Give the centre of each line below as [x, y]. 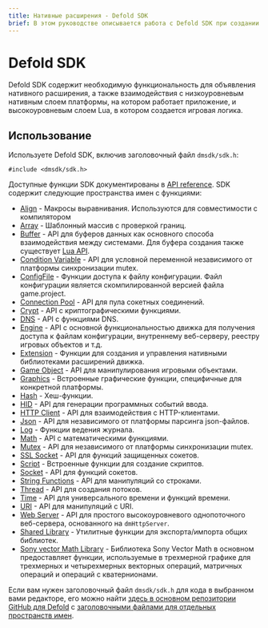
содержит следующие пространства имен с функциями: [105, 193]
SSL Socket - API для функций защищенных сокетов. [110, 455]
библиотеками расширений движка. [82, 362]
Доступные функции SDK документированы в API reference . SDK [119, 184]
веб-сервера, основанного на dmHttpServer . [94, 523]
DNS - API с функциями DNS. [69, 319]
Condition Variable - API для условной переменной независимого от [136, 260]
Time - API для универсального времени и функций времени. [125, 498]
